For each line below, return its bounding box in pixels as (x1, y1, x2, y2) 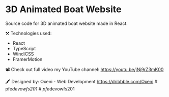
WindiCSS (12, 51, 34, 57)
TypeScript (12, 45, 36, 51)
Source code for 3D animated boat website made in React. (5, 20, 128, 26)
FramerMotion (12, 56, 43, 62)
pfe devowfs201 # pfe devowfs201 (5, 85, 75, 92)
